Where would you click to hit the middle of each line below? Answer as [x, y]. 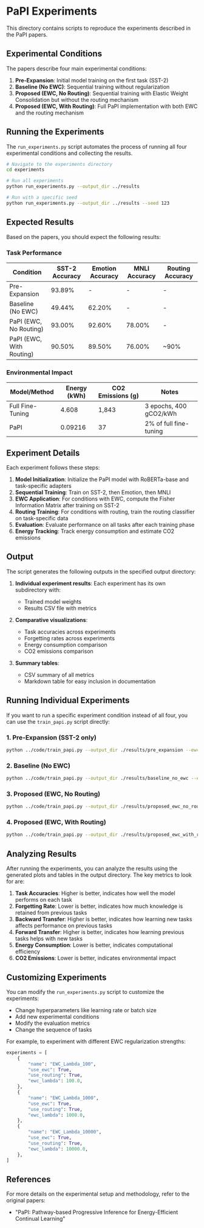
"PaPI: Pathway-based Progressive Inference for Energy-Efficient [97, 1212]
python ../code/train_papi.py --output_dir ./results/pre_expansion [95, 750]
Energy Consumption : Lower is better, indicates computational [94, 945]
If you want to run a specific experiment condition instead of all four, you [97, 715]
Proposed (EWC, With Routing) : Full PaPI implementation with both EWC [106, 106]
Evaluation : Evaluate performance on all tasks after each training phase [105, 525]
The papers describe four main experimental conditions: [76, 68]
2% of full [159, 424]
